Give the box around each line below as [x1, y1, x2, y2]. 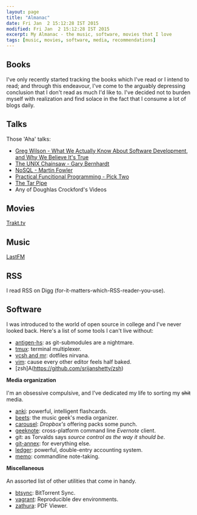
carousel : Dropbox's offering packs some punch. [15, 420, 138, 428]
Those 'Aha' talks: [6, 135, 52, 143]
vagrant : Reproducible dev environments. [15, 496, 119, 503]
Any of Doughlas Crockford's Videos [15, 186, 107, 193]
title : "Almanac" [6, 15, 50, 21]
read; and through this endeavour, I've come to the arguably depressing [6, 82, 186, 89]
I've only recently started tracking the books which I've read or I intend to [6, 75, 190, 83]
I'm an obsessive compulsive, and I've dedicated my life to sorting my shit [6, 389, 191, 397]
